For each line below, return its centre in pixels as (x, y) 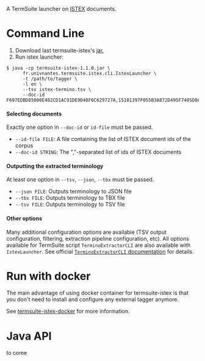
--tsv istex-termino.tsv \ (57, 89)
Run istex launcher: (39, 57)
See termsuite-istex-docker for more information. (68, 312)
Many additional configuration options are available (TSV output (86, 232)
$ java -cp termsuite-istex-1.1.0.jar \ (59, 68)
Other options (24, 218)
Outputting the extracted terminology (55, 166)
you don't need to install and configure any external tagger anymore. (92, 299)
